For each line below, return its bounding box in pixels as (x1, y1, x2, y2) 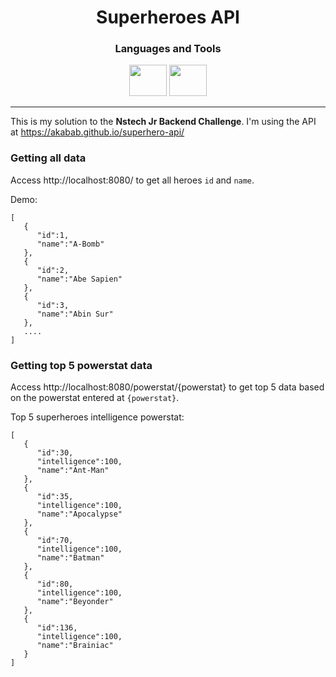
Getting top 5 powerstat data (10, 358, 153, 372)
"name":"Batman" (36, 553, 105, 563)
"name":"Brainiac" (36, 641, 114, 651)
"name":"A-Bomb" (36, 239, 105, 249)
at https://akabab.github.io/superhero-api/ (10, 126, 185, 138)
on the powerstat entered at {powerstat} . (10, 392, 180, 404)
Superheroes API (96, 6, 240, 29)
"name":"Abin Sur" (36, 309, 114, 319)
